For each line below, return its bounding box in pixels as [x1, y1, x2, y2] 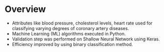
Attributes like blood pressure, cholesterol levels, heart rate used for [12, 20, 153, 26]
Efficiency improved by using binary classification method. [12, 41, 133, 47]
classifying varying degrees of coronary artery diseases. [12, 25, 129, 31]
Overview [5, 3, 46, 15]
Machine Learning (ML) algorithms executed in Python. [12, 30, 126, 36]
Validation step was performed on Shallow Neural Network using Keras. [12, 36, 160, 42]
